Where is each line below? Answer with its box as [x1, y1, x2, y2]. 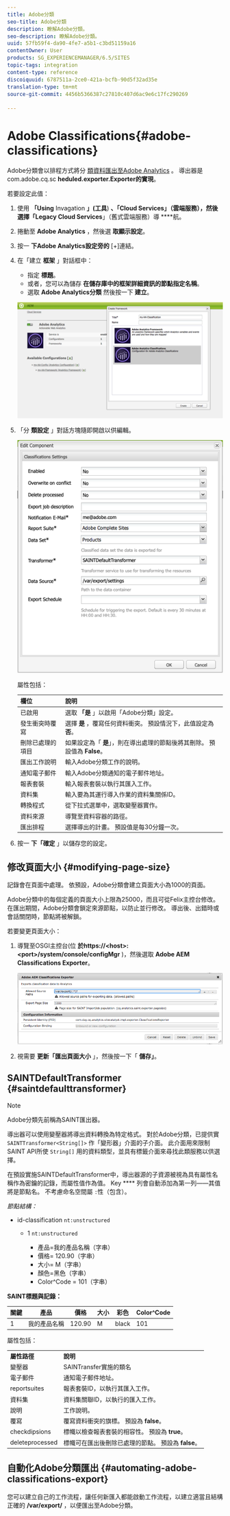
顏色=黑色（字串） [37, 1268, 90, 1277]
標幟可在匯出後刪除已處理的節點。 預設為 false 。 [63, 1439, 201, 1447]
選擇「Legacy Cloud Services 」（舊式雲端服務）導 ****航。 [16, 213, 186, 221]
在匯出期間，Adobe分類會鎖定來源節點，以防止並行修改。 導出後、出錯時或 [7, 904, 220, 912]
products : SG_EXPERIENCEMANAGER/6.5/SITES [7, 55, 130, 62]
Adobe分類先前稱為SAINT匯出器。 [7, 1115, 104, 1124]
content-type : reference [7, 69, 78, 75]
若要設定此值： [7, 189, 49, 198]
